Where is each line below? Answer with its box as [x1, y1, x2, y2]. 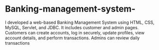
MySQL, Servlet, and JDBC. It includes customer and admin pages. [5, 24, 139, 30]
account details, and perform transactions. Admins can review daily [5, 35, 140, 41]
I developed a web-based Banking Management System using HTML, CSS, [5, 19, 155, 25]
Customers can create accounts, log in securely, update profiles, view [5, 30, 144, 35]
